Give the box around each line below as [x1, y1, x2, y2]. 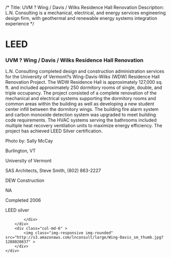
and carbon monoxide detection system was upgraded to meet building [5, 112, 156, 118]
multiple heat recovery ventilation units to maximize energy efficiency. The [5, 123, 162, 129]
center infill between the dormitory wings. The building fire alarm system [5, 106, 159, 112]
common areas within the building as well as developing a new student [5, 101, 155, 107]
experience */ [5, 20, 34, 27]
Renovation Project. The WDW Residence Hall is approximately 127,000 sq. [5, 79, 163, 85]
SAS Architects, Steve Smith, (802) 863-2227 [5, 168, 101, 174]
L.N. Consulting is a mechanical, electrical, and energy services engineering [5, 10, 166, 16]
